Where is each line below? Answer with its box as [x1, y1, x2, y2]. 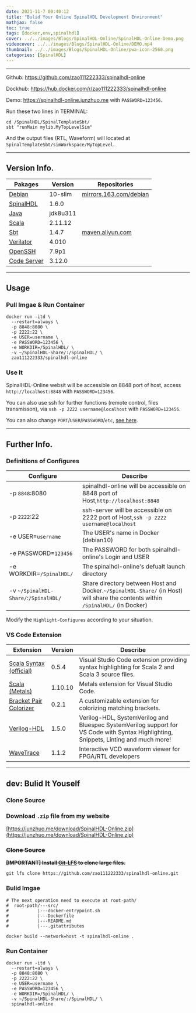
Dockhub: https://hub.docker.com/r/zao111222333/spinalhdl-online [6, 85, 167, 92]
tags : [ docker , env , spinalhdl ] [6, 30, 80, 36]
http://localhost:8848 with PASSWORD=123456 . [6, 388, 115, 395]
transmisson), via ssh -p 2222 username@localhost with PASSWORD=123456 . [6, 405, 181, 413]
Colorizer [9, 704, 34, 712]
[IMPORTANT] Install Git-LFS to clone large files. [6, 859, 126, 867]
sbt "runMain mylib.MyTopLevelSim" [6, 124, 93, 130]
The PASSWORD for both [82, 546, 151, 554]
